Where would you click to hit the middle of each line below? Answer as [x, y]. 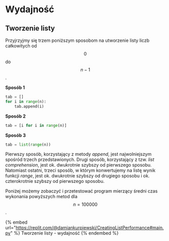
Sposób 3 [16, 135]
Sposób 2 [15, 116]
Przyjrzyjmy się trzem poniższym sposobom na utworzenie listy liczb [77, 40]
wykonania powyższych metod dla [41, 197]
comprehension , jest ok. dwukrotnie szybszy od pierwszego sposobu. [79, 165]
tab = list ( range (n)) [28, 144]
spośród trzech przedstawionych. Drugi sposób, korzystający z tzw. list [80, 159]
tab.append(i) [29, 106]
